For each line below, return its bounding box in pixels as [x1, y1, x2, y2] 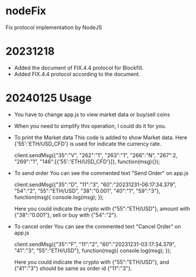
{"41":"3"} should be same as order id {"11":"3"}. [14, 265, 133, 272]
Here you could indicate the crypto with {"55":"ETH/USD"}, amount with [14, 205, 191, 212]
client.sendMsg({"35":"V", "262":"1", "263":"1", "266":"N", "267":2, [14, 151, 178, 158]
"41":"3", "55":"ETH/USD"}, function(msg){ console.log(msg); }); [14, 247, 172, 254]
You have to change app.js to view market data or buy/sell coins [14, 111, 171, 118]
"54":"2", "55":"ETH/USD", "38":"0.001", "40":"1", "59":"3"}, [14, 187, 160, 194]
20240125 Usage [5, 91, 92, 105]
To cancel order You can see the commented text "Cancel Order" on [14, 222, 181, 230]
